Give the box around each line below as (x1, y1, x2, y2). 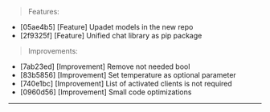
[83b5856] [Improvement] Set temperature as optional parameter (19, 70, 237, 79)
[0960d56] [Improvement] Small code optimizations (19, 87, 192, 97)
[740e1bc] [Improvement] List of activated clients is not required (19, 79, 233, 88)
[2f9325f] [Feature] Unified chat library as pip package (19, 31, 202, 40)
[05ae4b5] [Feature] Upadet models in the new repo (19, 22, 194, 31)
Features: (27, 7, 60, 16)
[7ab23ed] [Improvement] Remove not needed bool (19, 62, 190, 71)
